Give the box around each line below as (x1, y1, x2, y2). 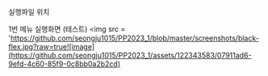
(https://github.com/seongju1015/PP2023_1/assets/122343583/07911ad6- (8, 51, 252, 60)
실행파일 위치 (8, 7, 50, 16)
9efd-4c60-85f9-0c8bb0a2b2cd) (8, 59, 121, 69)
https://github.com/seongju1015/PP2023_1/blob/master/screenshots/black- (10, 33, 260, 43)
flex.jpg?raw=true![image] (8, 42, 95, 51)
